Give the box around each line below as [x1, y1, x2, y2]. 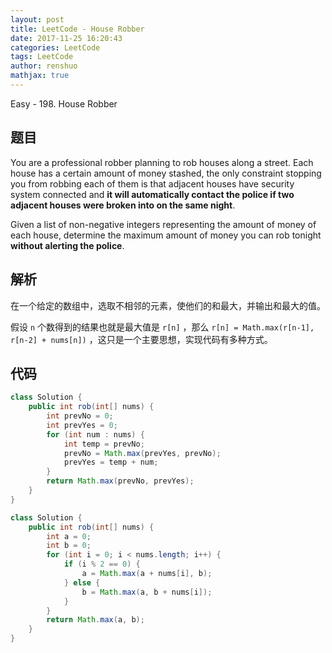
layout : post [10, 14, 65, 25]
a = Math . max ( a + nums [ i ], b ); [81, 569, 213, 579]
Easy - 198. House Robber [10, 97, 118, 110]
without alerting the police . [10, 239, 125, 251]
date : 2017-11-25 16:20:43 [10, 33, 123, 43]
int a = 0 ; [46, 531, 92, 541]
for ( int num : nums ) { [46, 429, 145, 440]
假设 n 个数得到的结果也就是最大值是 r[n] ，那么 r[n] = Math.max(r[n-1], [10, 321, 315, 333]
